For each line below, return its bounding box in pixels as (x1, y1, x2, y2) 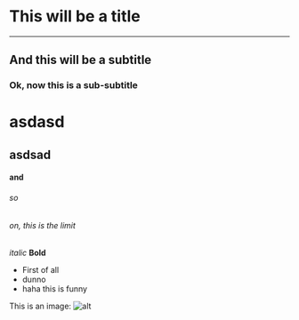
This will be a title (9, 6, 141, 27)
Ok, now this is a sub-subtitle (9, 79, 138, 92)
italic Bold (9, 247, 46, 259)
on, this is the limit (9, 220, 76, 230)
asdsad (9, 147, 52, 162)
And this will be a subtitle (9, 52, 152, 68)
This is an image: (9, 300, 72, 312)
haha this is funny (21, 284, 87, 294)
